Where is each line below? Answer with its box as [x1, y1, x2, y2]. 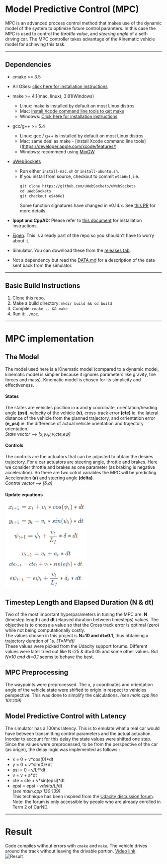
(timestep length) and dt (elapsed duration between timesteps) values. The [5, 616, 159, 623]
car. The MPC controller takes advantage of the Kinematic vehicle [20, 36, 155, 42]
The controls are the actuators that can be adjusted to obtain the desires [5, 453, 154, 459]
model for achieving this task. [5, 41, 66, 47]
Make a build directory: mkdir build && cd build [12, 300, 112, 306]
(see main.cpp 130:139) [12, 788, 61, 794]
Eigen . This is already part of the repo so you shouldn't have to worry [12, 232, 155, 238]
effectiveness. [5, 382, 34, 388]
